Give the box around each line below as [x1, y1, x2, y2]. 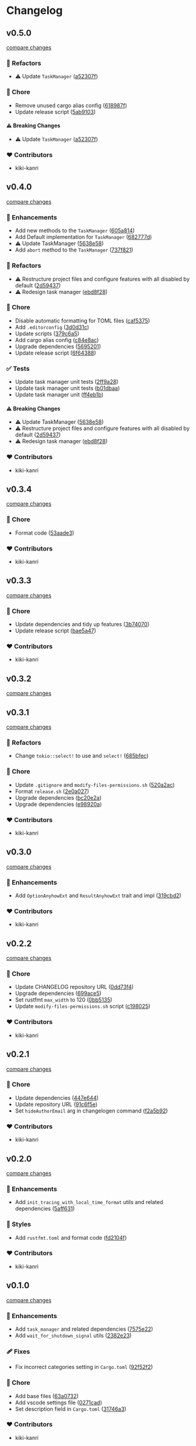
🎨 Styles [6, 1220, 31, 1228]
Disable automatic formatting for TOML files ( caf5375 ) [15, 316, 150, 324]
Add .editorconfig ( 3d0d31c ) [15, 323, 90, 330]
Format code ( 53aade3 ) [15, 529, 74, 537]
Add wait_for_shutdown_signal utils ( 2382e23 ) [15, 1331, 132, 1339]
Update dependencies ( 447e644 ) [15, 1094, 99, 1101]
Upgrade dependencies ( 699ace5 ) [15, 989, 102, 997]
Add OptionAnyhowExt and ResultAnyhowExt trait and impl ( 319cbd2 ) [15, 892, 181, 899]
